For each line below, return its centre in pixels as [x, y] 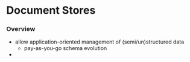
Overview [21, 29]
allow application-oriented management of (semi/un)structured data [100, 42]
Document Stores [51, 10]
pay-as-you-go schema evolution [65, 48]
